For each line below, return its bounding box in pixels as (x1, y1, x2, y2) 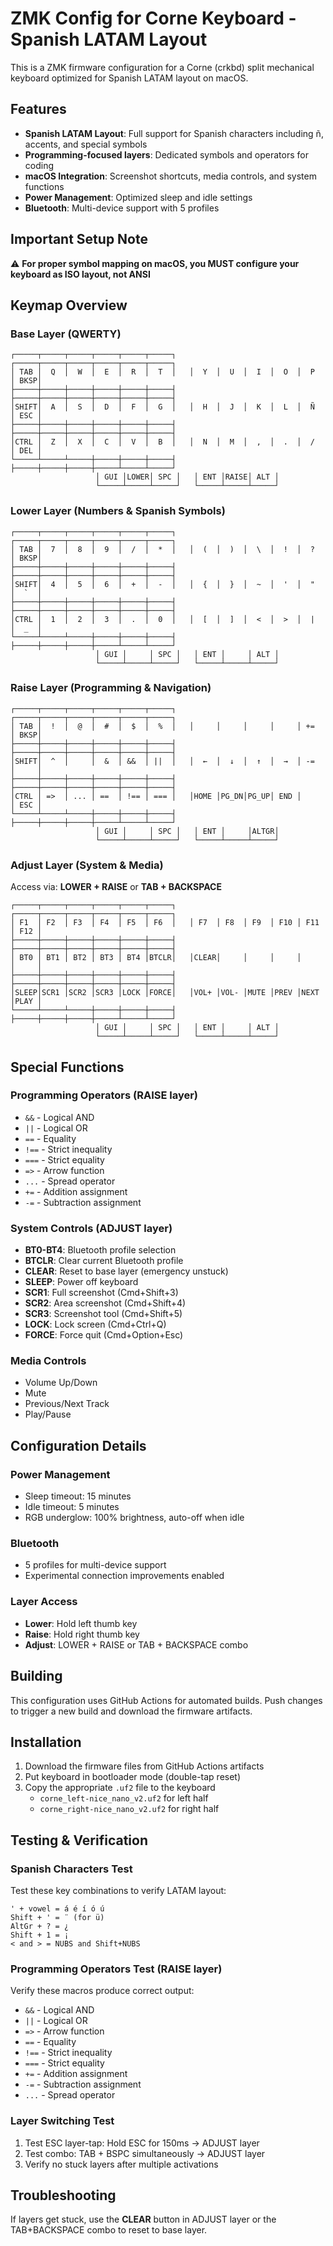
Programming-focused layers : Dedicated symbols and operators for (24, 148, 309, 161)
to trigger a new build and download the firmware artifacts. (10, 1705, 253, 1717)
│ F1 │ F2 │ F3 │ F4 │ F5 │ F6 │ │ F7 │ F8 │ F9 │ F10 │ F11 (10, 918, 320, 928)
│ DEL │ (10, 446, 43, 456)
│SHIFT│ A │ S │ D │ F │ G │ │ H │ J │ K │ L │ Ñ (10, 402, 315, 412)
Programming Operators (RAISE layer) (10, 1088, 199, 1102)
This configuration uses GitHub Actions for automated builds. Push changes (10, 1694, 323, 1706)
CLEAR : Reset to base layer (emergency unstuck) (24, 1265, 229, 1277)
